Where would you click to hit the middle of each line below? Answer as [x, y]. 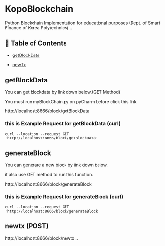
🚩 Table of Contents [36, 43]
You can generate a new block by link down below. [57, 165]
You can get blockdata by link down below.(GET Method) [63, 92]
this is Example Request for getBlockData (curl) [63, 124]
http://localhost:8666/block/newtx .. [42, 238]
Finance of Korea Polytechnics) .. [39, 27]
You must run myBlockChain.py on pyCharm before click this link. [71, 101]
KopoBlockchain [39, 9]
